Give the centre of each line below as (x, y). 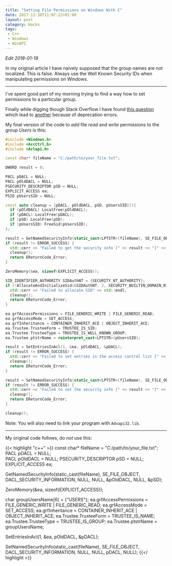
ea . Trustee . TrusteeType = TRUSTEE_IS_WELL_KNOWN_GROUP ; (66, 333)
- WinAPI (17, 44)
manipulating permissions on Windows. (47, 79)
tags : (11, 29)
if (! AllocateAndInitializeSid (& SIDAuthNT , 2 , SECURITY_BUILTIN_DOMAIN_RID (88, 286)
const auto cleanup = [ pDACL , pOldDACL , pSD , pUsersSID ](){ (71, 205)
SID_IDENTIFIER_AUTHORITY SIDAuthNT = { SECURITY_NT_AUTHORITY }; (75, 280)
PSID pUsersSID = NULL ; (31, 196)
